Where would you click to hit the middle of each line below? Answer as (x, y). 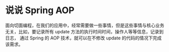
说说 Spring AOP (40, 10)
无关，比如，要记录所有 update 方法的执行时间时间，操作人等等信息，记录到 (84, 31)
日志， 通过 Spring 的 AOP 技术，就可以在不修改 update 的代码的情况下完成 (83, 38)
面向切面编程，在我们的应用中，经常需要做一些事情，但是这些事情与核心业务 (85, 25)
